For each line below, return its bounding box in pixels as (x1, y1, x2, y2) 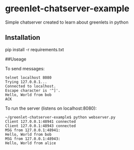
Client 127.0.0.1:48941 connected (5, 119, 76, 124)
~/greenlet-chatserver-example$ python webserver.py (5, 115, 116, 120)
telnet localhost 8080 (5, 75, 52, 80)
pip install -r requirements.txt (5, 46, 64, 52)
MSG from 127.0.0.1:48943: (5, 136, 61, 141)
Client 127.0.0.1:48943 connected (5, 123, 76, 128)
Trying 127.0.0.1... (5, 79, 48, 84)
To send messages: (5, 65, 45, 71)
